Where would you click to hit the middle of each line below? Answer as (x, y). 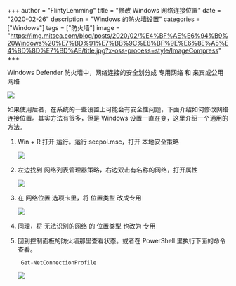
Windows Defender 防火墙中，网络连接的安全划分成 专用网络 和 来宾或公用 (116, 73)
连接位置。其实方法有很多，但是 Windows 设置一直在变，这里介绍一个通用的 (118, 118)
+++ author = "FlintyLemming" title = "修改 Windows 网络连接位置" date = (114, 10)
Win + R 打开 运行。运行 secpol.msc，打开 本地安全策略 (98, 142)
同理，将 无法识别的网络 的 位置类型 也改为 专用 (86, 226)
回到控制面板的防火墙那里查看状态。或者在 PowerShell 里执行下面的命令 (122, 241)
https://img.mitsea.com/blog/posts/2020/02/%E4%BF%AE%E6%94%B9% (119, 36)
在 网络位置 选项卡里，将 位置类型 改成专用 (79, 198)
